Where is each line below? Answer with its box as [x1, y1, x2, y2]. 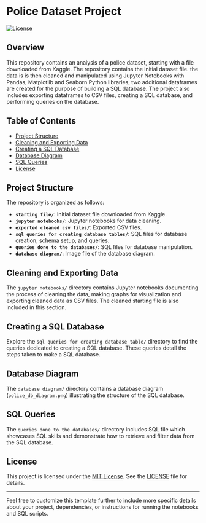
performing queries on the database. [6, 98, 99, 105]
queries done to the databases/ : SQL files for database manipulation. [15, 243, 193, 251]
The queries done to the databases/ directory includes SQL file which [6, 425, 185, 433]
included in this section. [6, 304, 66, 311]
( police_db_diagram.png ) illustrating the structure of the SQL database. [6, 391, 185, 399]
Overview [6, 42, 45, 53]
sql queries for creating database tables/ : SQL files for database [15, 230, 188, 238]
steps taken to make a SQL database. [6, 351, 101, 358]
